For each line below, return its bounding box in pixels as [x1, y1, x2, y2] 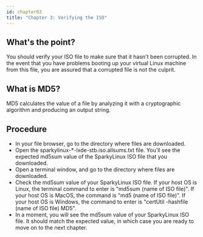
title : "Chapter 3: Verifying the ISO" [6, 15, 108, 21]
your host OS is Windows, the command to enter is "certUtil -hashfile [15, 198, 188, 205]
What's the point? [6, 37, 76, 47]
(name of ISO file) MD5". [15, 204, 77, 211]
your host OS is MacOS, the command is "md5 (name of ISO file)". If [15, 191, 186, 199]
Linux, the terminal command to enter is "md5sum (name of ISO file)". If [15, 185, 194, 192]
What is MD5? [6, 83, 61, 94]
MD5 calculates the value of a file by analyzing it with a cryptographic [6, 100, 181, 107]
